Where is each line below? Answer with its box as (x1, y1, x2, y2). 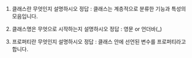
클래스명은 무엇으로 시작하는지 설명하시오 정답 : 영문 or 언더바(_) (11, 26, 163, 32)
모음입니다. (11, 13, 38, 20)
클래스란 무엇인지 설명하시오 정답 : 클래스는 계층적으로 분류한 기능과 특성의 (11, 5, 187, 12)
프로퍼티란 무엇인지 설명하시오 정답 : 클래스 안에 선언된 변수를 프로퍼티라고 (11, 38, 187, 45)
